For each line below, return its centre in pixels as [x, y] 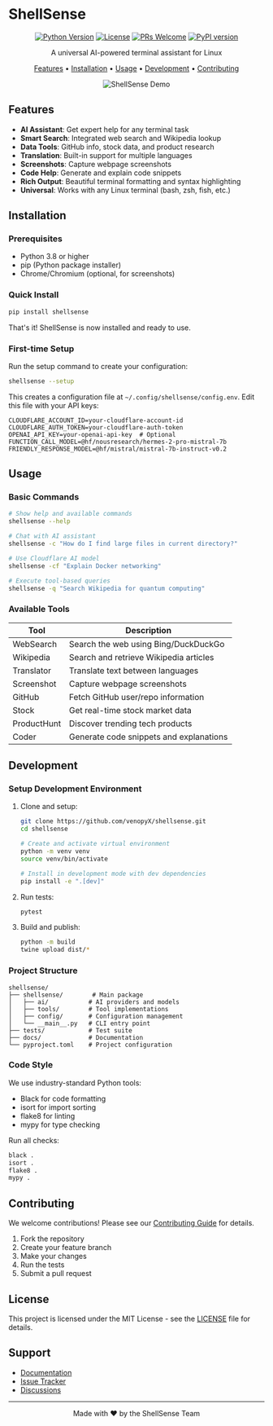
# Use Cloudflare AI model [54, 558]
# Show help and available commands [70, 514]
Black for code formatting [63, 1098]
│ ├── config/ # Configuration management [96, 1016]
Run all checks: [34, 1140]
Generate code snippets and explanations [148, 737]
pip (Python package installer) [71, 265]
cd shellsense [44, 829]
